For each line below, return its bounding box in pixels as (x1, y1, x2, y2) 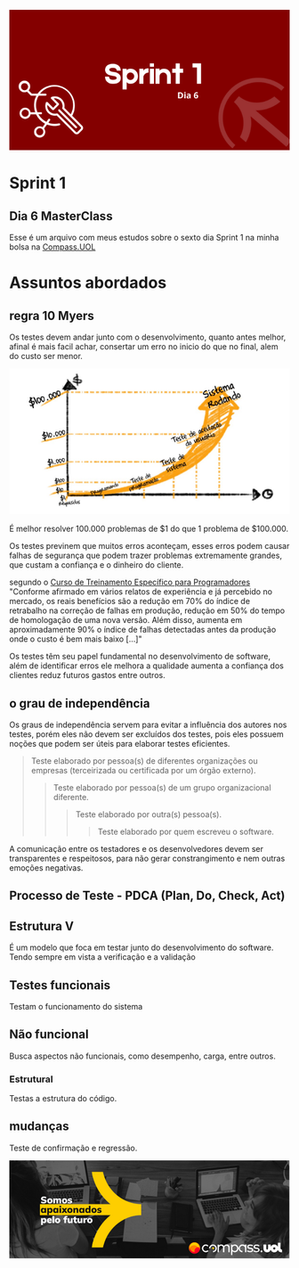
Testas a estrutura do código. (9, 1093, 117, 1104)
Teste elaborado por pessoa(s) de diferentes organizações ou (30, 755, 258, 766)
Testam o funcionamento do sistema (9, 1001, 143, 1011)
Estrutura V (9, 919, 74, 934)
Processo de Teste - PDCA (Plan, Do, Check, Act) (9, 888, 286, 904)
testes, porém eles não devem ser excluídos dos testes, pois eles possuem (9, 728, 284, 740)
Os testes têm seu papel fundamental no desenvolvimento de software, (9, 651, 271, 662)
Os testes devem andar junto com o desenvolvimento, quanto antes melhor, (9, 331, 287, 342)
